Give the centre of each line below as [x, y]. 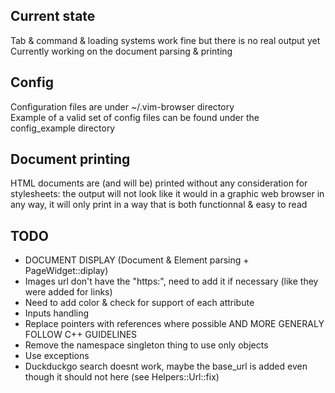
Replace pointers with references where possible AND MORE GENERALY [174, 324]
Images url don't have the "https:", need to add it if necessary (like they [171, 281]
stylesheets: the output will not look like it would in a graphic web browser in [167, 194]
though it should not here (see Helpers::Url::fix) [122, 377]
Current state [53, 16]
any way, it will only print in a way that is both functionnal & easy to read [159, 205]
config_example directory [63, 128]
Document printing [70, 159]
